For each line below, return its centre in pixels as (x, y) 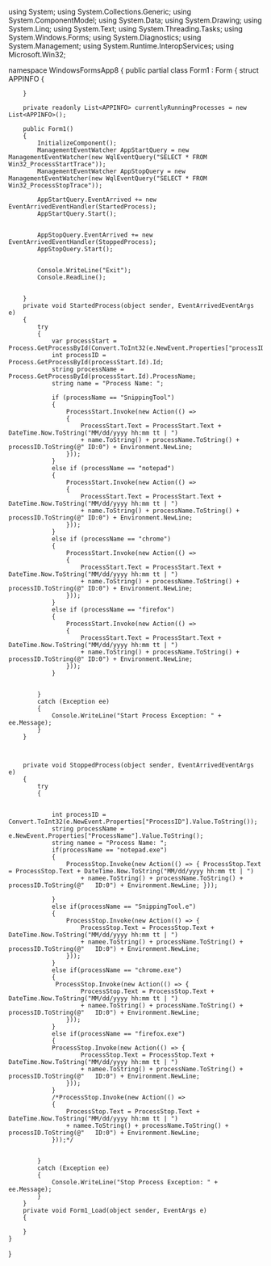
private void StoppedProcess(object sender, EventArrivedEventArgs (138, 765)
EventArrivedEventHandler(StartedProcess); (83, 207)
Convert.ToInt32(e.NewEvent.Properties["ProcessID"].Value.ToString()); (133, 822)
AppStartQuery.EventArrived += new (97, 200)
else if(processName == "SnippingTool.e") (124, 906)
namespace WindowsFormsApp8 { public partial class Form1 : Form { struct (134, 70)
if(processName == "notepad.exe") (109, 850)
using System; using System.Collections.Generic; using (100, 12)
